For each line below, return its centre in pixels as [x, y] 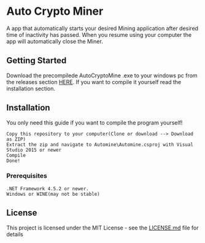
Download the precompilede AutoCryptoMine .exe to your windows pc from [102, 75]
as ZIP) [16, 139]
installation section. [31, 88]
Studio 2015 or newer [34, 150]
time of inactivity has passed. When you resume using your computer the [99, 34]
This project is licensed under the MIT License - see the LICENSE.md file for [102, 228]
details [15, 234]
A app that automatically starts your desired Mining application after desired [102, 28]
